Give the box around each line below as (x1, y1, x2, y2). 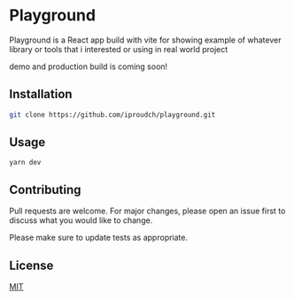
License (9, 258, 54, 273)
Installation (9, 87, 73, 102)
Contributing (9, 182, 81, 197)
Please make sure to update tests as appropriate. (9, 232, 189, 243)
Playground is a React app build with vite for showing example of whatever (9, 35, 282, 45)
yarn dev (9, 158, 42, 167)
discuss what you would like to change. (9, 215, 153, 226)
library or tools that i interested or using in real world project (9, 43, 228, 54)
